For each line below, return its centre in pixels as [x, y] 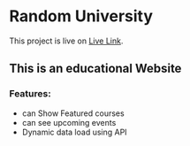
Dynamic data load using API [74, 132]
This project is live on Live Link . [66, 41]
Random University [81, 16]
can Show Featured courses [73, 113]
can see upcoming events [69, 122]
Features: [30, 94]
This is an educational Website [95, 69]
